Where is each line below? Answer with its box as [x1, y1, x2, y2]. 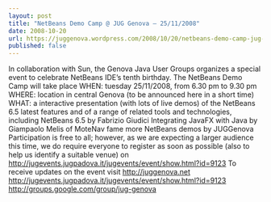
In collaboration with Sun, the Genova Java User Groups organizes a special [8, 64, 261, 74]
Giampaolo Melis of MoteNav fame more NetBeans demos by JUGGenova [8, 124, 254, 134]
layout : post [8, 11, 52, 20]
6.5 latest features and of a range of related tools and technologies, [8, 107, 232, 117]
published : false [8, 42, 67, 50]
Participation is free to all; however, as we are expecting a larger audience [8, 133, 254, 142]
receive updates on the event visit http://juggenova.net [8, 167, 191, 177]
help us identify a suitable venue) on [8, 150, 129, 160]
